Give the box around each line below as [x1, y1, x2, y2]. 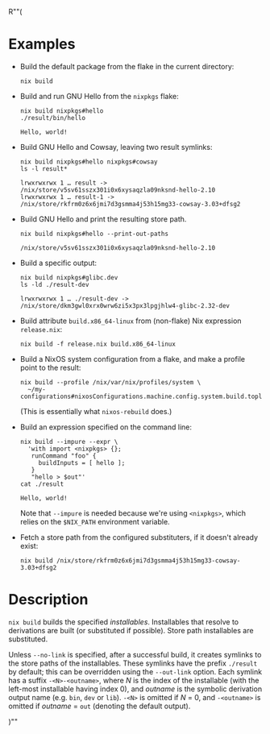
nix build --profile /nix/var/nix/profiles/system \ [19, 378, 201, 386]
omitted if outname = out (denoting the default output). [8, 701, 191, 711]
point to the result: [19, 363, 81, 372]
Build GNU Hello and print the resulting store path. [19, 214, 187, 224]
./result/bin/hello [19, 114, 86, 122]
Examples [8, 35, 76, 53]
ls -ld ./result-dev [19, 280, 89, 288]
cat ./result [19, 479, 64, 488]
